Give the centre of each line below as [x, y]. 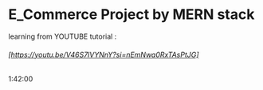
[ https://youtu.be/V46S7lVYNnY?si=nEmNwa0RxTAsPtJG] [104, 54]
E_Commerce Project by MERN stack [131, 15]
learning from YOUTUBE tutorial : [63, 36]
